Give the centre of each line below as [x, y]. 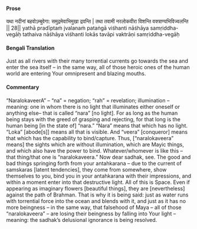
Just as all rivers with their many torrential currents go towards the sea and [97, 61]
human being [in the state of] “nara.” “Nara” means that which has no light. [97, 125]
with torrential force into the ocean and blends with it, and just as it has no [96, 201]
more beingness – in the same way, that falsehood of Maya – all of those [94, 207]
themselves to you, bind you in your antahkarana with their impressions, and [99, 176]
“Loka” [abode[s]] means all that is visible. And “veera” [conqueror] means [97, 132]
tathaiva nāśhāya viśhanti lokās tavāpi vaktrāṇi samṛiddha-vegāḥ [101, 34]
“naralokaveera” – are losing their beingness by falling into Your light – [91, 214]
